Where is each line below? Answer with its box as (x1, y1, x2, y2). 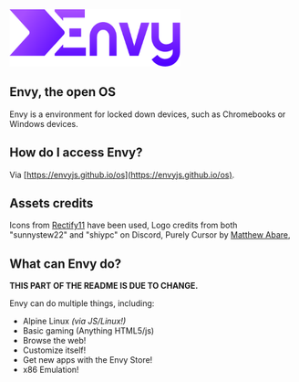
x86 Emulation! (22, 365, 79, 376)
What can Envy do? (9, 256, 122, 271)
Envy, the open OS (9, 84, 117, 100)
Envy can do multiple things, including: (9, 298, 155, 309)
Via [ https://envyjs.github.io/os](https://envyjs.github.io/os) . (9, 169, 235, 180)
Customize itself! (22, 345, 87, 355)
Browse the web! (22, 335, 87, 346)
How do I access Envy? (9, 145, 143, 161)
